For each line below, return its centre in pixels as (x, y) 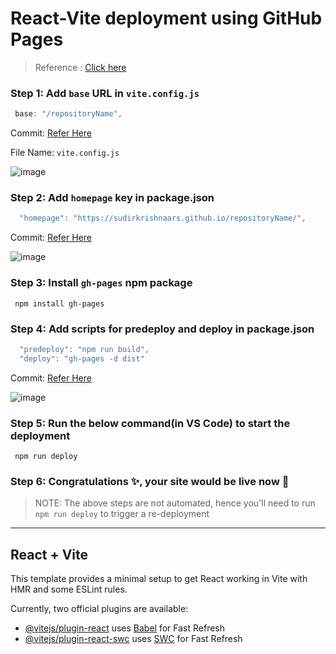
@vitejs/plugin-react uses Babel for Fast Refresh (125, 628)
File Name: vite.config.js (65, 153)
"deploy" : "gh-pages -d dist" (82, 358)
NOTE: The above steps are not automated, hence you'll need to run (175, 503)
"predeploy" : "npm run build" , (84, 349)
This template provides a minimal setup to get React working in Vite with (159, 579)
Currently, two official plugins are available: (99, 609)
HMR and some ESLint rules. (69, 589)
